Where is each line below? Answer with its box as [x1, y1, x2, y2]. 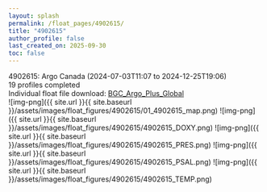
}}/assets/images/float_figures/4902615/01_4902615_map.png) [8, 106, 219, 115]
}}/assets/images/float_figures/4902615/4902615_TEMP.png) [8, 174, 212, 184]
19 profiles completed [8, 80, 81, 90]
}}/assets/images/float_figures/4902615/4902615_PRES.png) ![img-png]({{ [8, 140, 258, 149]
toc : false [8, 49, 45, 57]
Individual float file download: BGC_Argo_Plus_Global [8, 89, 184, 98]
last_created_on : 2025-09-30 [8, 42, 106, 50]
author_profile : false [8, 34, 85, 43]
